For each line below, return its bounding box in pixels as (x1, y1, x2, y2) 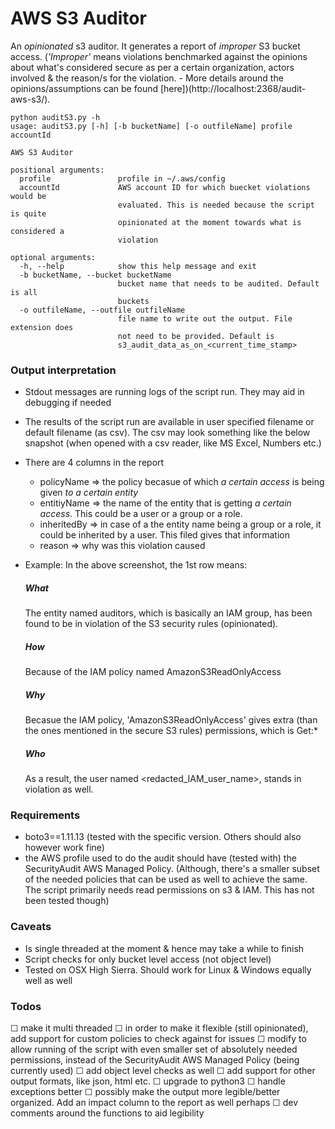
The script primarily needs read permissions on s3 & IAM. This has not (24, 884, 315, 896)
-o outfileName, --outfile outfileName (19, 305, 186, 315)
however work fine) (24, 842, 105, 854)
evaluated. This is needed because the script (117, 200, 315, 210)
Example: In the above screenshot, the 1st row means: (24, 559, 248, 571)
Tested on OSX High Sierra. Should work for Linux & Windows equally (24, 963, 312, 976)
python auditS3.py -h (10, 112, 101, 122)
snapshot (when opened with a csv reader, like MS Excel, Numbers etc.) (24, 437, 322, 449)
